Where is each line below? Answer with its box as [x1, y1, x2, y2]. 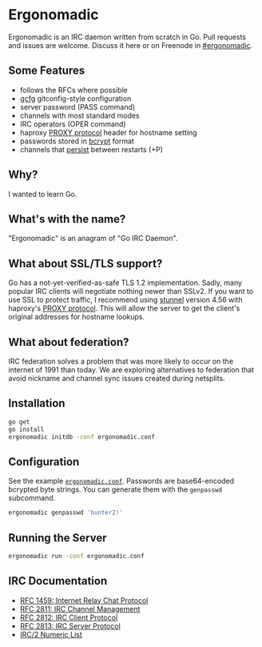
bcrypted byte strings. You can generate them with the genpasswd [8, 484, 222, 494]
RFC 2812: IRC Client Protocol [19, 613, 118, 622]
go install [8, 425, 45, 433]
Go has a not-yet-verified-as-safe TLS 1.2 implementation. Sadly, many [8, 278, 242, 287]
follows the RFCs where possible [19, 85, 128, 94]
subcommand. [8, 493, 56, 503]
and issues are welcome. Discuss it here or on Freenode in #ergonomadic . [8, 40, 253, 50]
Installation [8, 396, 65, 410]
